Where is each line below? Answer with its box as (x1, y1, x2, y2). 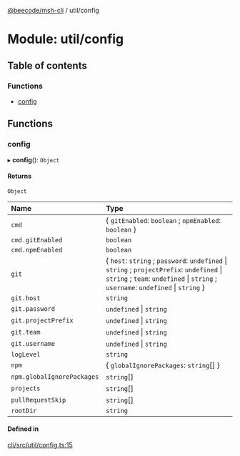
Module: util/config (7, 31, 124, 47)
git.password (11, 304, 56, 313)
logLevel (11, 350, 41, 358)
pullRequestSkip (11, 396, 66, 404)
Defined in (7, 425, 39, 433)
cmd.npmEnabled (11, 246, 63, 254)
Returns (7, 172, 32, 181)
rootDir (11, 407, 37, 415)
